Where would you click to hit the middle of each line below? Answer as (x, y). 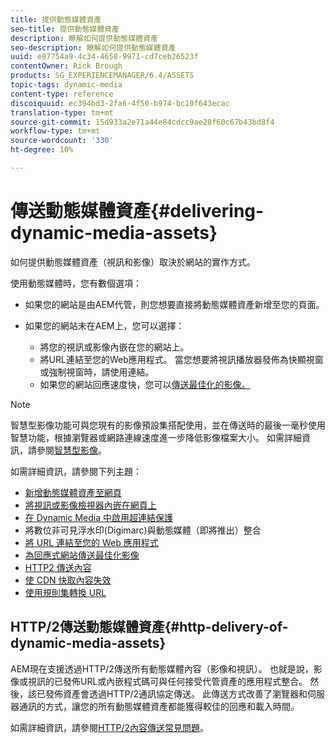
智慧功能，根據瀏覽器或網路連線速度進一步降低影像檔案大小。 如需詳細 (156, 437)
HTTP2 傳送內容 (58, 567)
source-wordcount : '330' (62, 141)
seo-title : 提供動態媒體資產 (65, 29)
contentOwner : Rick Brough (66, 66)
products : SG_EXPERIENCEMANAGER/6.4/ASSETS (102, 76)
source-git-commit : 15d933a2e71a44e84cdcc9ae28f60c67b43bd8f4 (142, 122)
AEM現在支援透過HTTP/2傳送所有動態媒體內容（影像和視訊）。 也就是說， (162, 668)
